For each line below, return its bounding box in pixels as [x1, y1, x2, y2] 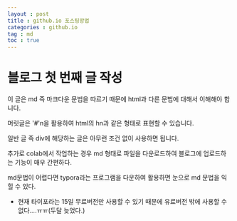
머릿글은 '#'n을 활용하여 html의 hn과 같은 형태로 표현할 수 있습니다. [7, 119, 194, 128]
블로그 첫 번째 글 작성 [7, 70, 123, 86]
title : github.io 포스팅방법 [7, 17, 90, 24]
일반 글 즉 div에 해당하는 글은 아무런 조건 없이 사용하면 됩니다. [7, 134, 179, 143]
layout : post [7, 10, 50, 18]
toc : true [7, 37, 40, 44]
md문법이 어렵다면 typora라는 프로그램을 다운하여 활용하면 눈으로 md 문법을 [7, 173, 220, 182]
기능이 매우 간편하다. [14, 158, 73, 167]
